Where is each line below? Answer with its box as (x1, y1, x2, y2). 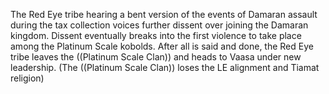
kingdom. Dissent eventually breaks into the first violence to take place (10, 30, 302, 41)
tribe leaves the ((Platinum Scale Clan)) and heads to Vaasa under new (10, 51, 302, 63)
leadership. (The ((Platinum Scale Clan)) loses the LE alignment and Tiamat (10, 62, 320, 73)
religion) (10, 72, 45, 84)
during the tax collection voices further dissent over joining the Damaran (10, 19, 309, 31)
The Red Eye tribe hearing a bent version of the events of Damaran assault (10, 9, 318, 20)
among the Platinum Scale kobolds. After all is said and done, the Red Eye (10, 40, 314, 52)
